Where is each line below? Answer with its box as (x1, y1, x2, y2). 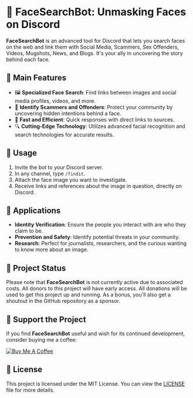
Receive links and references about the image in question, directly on (14, 182, 182, 190)
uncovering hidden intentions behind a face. (14, 110, 121, 117)
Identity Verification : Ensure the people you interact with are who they (14, 221, 187, 228)
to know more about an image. (14, 246, 89, 253)
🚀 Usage (6, 148, 37, 158)
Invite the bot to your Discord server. (14, 164, 104, 171)
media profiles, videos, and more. (14, 97, 96, 104)
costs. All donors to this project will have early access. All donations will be (6, 285, 188, 292)
